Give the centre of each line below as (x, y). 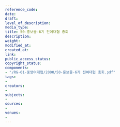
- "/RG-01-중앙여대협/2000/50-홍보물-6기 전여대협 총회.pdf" (60, 72)
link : (10, 54)
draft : (12, 18)
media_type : (17, 28)
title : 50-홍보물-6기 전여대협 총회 (37, 32)
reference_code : (21, 9)
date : (10, 14)
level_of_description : (28, 23)
